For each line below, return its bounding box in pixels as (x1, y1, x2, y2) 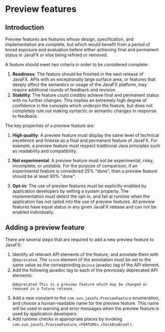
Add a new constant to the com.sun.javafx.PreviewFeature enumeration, (12, 295, 160, 301)
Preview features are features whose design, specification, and (5, 36, 134, 42)
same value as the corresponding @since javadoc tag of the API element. (12, 262, 160, 268)
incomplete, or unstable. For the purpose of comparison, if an (12, 163, 138, 168)
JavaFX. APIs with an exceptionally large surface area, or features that (12, 77, 156, 82)
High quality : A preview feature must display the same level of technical (12, 132, 160, 138)
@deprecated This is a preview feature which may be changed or (12, 282, 148, 287)
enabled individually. (12, 209, 54, 215)
